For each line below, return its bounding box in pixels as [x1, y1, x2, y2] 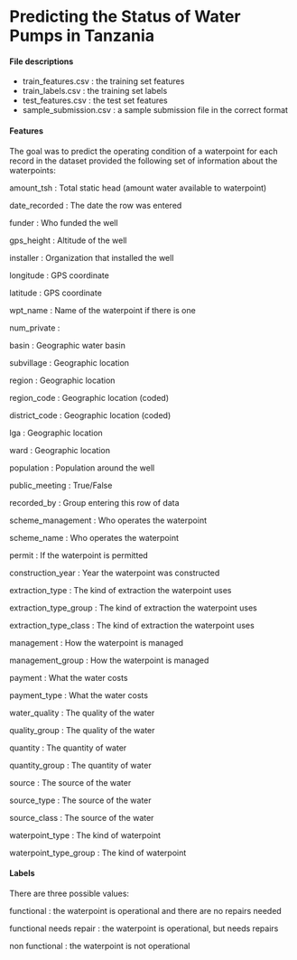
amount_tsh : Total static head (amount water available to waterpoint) [9, 182, 267, 193]
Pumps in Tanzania [9, 25, 155, 46]
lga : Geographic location [9, 427, 104, 438]
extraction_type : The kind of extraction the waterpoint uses [9, 584, 232, 595]
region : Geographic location [9, 375, 116, 386]
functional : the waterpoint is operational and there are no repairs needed [9, 905, 282, 916]
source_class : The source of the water [9, 812, 154, 823]
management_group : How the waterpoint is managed [9, 655, 209, 666]
